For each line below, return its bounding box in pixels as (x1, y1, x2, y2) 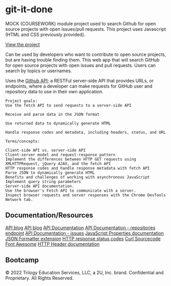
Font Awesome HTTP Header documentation (5, 241, 100, 247)
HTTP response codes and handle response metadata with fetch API (5, 166, 150, 171)
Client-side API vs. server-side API (5, 148, 86, 153)
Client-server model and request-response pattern (5, 152, 116, 157)
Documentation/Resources (5, 211, 94, 220)
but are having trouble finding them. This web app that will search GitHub (5, 56, 160, 63)
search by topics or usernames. (5, 68, 72, 74)
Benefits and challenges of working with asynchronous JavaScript (5, 174, 150, 180)
